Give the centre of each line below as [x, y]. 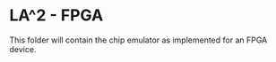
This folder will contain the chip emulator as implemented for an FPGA [138, 40]
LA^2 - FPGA [56, 15]
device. [23, 49]
